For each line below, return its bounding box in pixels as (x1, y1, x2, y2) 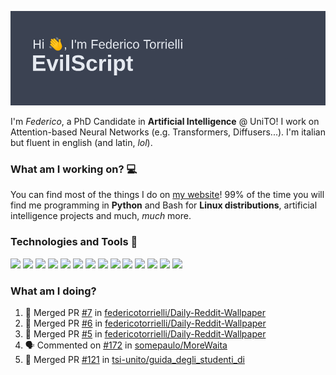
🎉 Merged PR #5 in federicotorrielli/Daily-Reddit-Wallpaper (24, 328, 267, 340)
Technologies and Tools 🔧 (10, 235, 138, 249)
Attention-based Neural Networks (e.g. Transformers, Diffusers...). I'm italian (10, 126, 326, 138)
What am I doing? (10, 284, 97, 298)
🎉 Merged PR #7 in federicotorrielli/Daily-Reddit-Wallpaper (24, 307, 267, 319)
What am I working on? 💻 (10, 162, 138, 176)
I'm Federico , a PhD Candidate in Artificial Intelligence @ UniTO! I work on (10, 116, 320, 128)
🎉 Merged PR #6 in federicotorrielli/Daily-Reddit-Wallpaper (24, 317, 267, 330)
